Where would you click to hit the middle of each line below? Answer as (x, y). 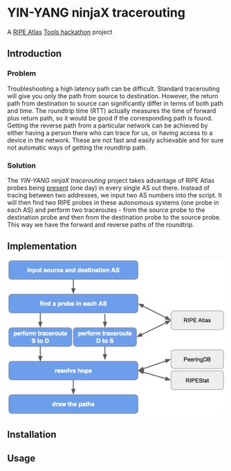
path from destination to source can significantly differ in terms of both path (115, 103)
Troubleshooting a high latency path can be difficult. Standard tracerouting (113, 89)
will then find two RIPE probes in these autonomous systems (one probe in (113, 202)
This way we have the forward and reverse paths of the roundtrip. (101, 224)
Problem (22, 73)
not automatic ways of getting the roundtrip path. (77, 148)
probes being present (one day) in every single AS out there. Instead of (108, 188)
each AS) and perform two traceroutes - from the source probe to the (106, 210)
